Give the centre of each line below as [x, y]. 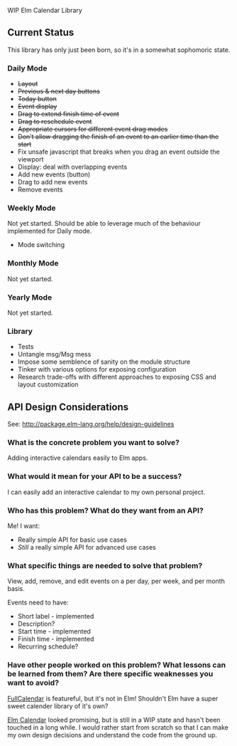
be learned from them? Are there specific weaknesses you [110, 674]
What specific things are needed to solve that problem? [105, 565]
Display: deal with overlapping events [72, 167]
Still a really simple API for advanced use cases [87, 547]
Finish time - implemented [56, 639]
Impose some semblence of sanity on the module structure [104, 362]
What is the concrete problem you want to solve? [93, 443]
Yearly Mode [30, 297]
